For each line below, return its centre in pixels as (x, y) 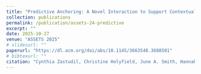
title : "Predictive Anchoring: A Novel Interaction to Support (87, 12)
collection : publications (38, 17)
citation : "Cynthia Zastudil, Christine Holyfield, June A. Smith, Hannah (101, 61)
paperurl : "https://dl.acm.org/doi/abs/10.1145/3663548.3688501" (89, 51)
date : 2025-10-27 (28, 34)
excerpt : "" (21, 28)
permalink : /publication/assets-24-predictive (65, 23)
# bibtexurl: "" (26, 56)
